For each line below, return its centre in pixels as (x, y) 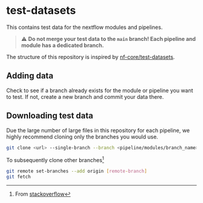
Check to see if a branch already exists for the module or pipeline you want (100, 90)
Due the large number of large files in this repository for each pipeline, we (98, 130)
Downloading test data (50, 116)
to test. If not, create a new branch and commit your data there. (85, 96)
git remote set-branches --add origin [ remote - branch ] (77, 171)
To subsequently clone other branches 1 (55, 160)
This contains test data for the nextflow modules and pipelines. (85, 27)
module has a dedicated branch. (63, 45)
